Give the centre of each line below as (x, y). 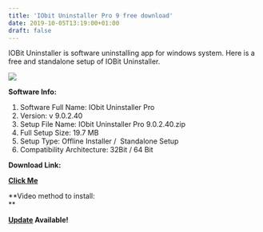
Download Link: (35, 165)
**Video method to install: (52, 196)
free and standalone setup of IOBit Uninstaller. (84, 61)
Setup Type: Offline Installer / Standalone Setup (99, 141)
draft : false (30, 30)
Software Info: (33, 92)
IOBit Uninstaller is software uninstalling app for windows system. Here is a (132, 53)
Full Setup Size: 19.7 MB (59, 133)
